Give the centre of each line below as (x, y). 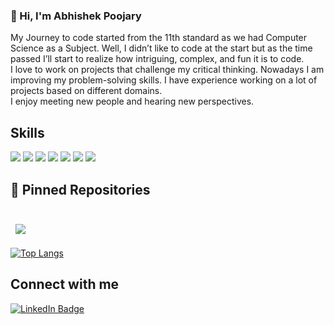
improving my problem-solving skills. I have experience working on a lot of (164, 80)
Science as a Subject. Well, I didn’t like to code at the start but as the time (161, 48)
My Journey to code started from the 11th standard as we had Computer (159, 38)
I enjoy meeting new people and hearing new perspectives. (132, 101)
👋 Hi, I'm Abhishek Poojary (76, 16)
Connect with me (65, 284)
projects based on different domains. (86, 91)
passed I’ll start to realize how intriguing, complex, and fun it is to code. (157, 59)
